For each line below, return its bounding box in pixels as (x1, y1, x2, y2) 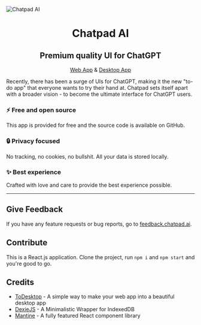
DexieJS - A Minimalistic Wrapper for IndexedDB (14, 306, 135, 313)
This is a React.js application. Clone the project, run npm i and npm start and (6, 253, 195, 260)
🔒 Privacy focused (6, 137, 60, 145)
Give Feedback (6, 204, 63, 215)
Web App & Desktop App (69, 66, 132, 73)
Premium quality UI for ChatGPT (39, 50, 162, 60)
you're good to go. (6, 260, 52, 267)
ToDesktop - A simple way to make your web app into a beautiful (14, 293, 175, 300)
